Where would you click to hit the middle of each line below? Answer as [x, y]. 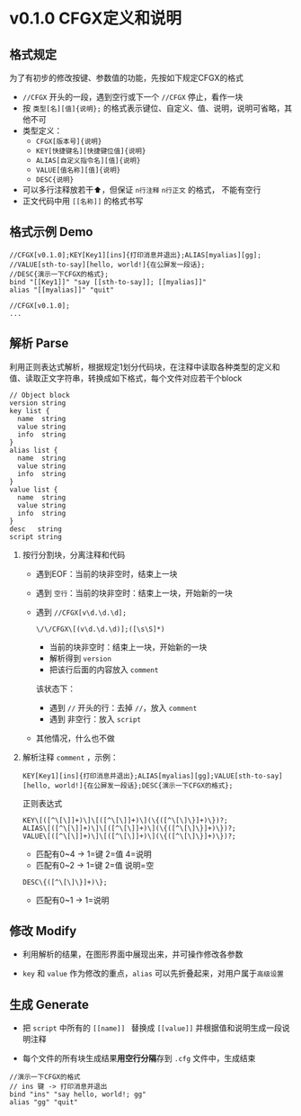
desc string [36, 529]
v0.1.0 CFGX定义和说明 [96, 18]
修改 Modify [43, 931]
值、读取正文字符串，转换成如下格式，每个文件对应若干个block [126, 378]
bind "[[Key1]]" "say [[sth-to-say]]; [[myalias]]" [108, 282]
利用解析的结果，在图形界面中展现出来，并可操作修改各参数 [133, 954]
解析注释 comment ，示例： [70, 757]
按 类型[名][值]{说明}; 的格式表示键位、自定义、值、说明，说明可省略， [153, 108]
